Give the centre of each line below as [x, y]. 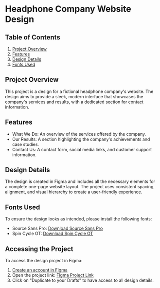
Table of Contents [33, 37]
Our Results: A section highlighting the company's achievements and [81, 139]
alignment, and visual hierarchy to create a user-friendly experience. [74, 192]
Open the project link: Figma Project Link [53, 275]
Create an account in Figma [40, 270]
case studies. [26, 144]
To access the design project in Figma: [44, 261]
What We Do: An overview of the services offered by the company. [79, 134]
